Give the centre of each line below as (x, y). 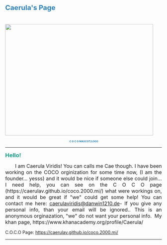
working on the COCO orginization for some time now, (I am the (83, 172)
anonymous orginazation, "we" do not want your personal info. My (83, 216)
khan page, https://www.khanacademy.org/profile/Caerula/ (74, 222)
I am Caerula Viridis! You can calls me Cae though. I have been (88, 166)
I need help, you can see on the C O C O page (83, 185)
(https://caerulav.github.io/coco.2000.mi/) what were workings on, (83, 191)
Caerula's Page (30, 8)
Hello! (13, 155)
